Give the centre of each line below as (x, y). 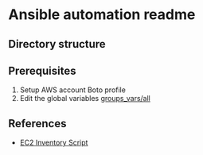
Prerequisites (42, 70)
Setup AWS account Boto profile (72, 90)
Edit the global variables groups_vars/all (85, 99)
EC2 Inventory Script (54, 143)
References (37, 124)
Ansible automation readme (102, 15)
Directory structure (57, 44)
